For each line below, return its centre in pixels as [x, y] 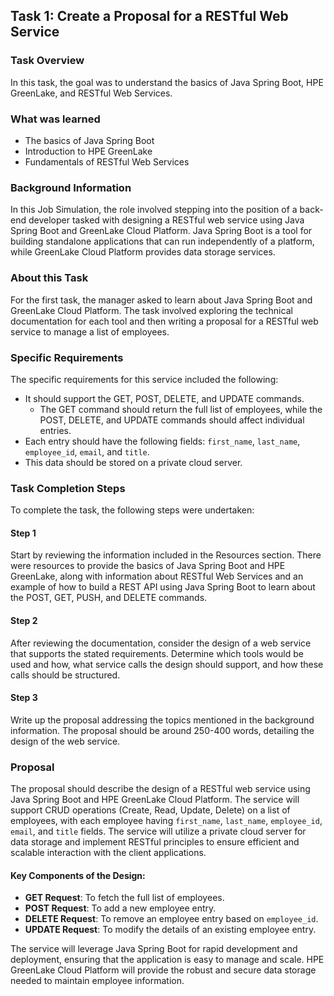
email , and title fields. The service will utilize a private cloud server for [158, 831]
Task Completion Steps [68, 488]
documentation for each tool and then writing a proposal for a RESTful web [164, 321]
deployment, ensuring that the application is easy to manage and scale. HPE [167, 960]
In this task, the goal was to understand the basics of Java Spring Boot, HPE [167, 82]
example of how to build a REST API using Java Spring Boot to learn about [163, 587]
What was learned [55, 119]
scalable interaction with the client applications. [108, 853]
